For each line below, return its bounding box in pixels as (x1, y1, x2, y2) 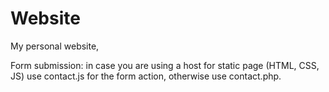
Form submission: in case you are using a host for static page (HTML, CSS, (10, 59, 320, 71)
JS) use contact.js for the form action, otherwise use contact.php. (10, 70, 282, 82)
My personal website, (10, 40, 100, 52)
